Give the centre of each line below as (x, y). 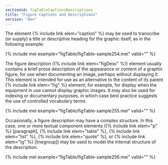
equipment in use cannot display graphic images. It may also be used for (80, 91)
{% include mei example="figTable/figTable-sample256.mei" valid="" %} (80, 157)
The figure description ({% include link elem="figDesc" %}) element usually (83, 64)
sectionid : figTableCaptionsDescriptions (49, 10)
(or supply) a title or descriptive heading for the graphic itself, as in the (78, 39)
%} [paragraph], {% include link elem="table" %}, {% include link (73, 131)
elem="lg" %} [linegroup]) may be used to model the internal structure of (81, 142)
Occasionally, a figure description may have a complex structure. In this (79, 121)
